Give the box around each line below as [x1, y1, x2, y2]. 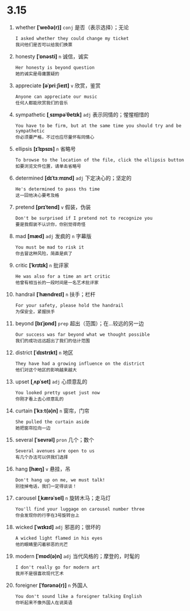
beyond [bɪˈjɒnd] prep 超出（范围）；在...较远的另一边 [15, 319, 144, 327]
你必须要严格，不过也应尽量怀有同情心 [15, 134, 95, 140]
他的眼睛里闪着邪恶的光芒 [15, 541, 68, 547]
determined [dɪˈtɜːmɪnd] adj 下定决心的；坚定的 [15, 174, 132, 181]
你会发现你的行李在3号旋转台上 [15, 512, 80, 518]
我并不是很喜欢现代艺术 [15, 570, 64, 576]
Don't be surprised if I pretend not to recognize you [15, 215, 153, 221]
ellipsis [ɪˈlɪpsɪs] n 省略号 [15, 145, 76, 152]
